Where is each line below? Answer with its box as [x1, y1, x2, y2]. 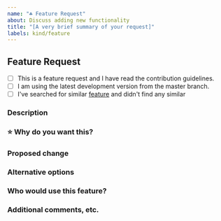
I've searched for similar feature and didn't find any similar [17, 90, 186, 99]
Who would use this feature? [7, 186, 107, 196]
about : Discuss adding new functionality [7, 17, 130, 24]
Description [7, 108, 48, 117]
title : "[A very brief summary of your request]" [7, 23, 155, 30]
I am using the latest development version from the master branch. [17, 82, 210, 91]
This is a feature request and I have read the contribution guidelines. [17, 74, 215, 83]
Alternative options [7, 167, 75, 177]
